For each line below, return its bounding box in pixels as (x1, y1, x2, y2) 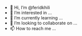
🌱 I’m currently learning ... (9, 15, 63, 20)
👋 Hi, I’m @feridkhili (9, 5, 50, 10)
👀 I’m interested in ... (9, 10, 52, 16)
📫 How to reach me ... (9, 26, 56, 31)
